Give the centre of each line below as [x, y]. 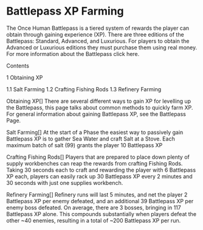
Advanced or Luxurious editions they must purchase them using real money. [102, 47]
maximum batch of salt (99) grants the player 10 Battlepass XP [84, 145]
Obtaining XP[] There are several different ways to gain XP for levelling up [99, 101]
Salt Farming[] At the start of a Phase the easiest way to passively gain [95, 132]
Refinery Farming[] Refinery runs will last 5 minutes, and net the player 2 [97, 194]
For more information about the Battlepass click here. [73, 54]
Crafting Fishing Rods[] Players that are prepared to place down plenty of [98, 157]
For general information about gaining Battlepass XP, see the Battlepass [96, 114]
